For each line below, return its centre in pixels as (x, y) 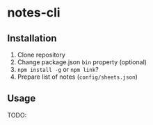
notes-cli (34, 13)
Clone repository (41, 55)
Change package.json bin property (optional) (82, 62)
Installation (32, 38)
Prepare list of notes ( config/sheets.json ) (77, 77)
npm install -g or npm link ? (58, 69)
